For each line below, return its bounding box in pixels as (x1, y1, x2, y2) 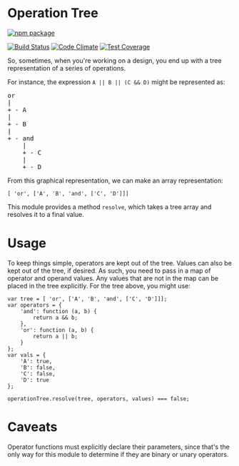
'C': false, (20, 370, 56, 378)
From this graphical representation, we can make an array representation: (7, 176, 223, 185)
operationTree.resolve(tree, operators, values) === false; (7, 395, 190, 402)
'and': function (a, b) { (20, 308, 98, 315)
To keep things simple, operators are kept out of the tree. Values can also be (7, 258, 232, 267)
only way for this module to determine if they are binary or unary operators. (7, 450, 229, 458)
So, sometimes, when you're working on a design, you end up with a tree (7, 56, 223, 65)
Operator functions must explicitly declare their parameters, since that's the (7, 442, 230, 451)
